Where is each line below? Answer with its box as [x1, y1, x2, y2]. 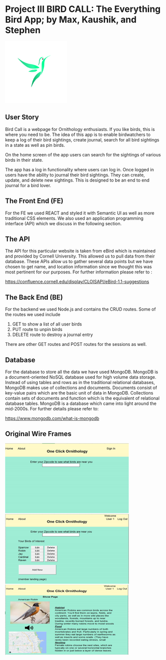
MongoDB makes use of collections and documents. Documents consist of [5, 385, 157, 391]
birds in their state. [5, 157, 43, 163]
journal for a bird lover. [5, 182, 51, 188]
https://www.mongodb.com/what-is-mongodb [5, 415, 100, 421]
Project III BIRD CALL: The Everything [5, 3, 161, 15]
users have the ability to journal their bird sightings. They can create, [5, 172, 145, 178]
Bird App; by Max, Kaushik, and [5, 14, 137, 25]
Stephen [5, 25, 41, 36]
